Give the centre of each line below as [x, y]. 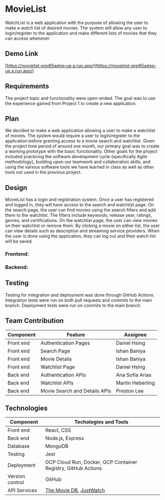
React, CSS [58, 430]
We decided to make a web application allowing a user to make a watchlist [80, 131]
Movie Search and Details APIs [76, 390]
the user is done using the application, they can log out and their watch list [81, 236]
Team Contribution [34, 321]
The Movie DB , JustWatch [75, 491]
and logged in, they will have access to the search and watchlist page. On [80, 205]
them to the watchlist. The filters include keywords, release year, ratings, [79, 215]
